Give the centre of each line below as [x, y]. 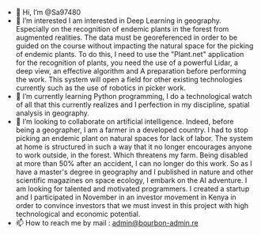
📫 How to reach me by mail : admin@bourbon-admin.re [107, 223]
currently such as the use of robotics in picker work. [100, 88]
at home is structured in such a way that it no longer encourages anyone [134, 147]
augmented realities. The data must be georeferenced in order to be [127, 37]
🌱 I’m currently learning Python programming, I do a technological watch [134, 96]
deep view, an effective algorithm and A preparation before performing [131, 71]
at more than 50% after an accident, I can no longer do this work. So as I [134, 163]
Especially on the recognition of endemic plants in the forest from [122, 29]
